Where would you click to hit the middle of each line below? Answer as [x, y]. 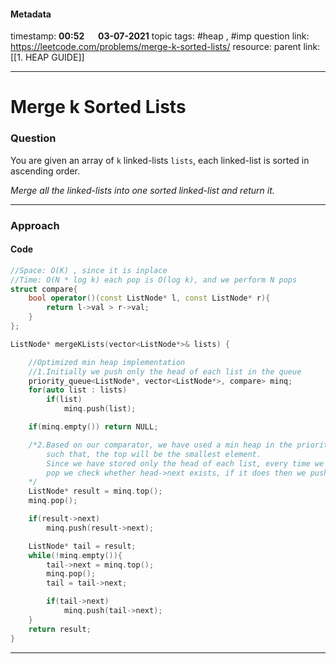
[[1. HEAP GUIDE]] [47, 57]
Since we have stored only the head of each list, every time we [185, 463]
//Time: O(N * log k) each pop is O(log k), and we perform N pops [154, 280]
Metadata [31, 14]
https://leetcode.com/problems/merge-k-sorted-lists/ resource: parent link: [165, 47]
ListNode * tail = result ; [82, 546]
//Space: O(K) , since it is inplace [89, 270]
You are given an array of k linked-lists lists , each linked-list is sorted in [160, 160]
